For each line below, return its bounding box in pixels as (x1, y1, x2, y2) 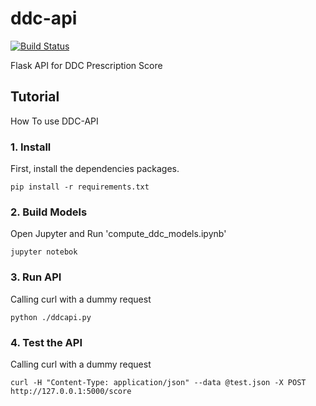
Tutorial (10, 88, 60, 106)
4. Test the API (10, 335, 83, 349)
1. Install (10, 140, 52, 154)
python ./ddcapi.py (10, 312, 92, 322)
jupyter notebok (10, 247, 78, 257)
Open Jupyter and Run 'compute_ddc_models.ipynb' (10, 228, 227, 240)
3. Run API (10, 270, 62, 284)
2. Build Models (10, 205, 88, 219)
